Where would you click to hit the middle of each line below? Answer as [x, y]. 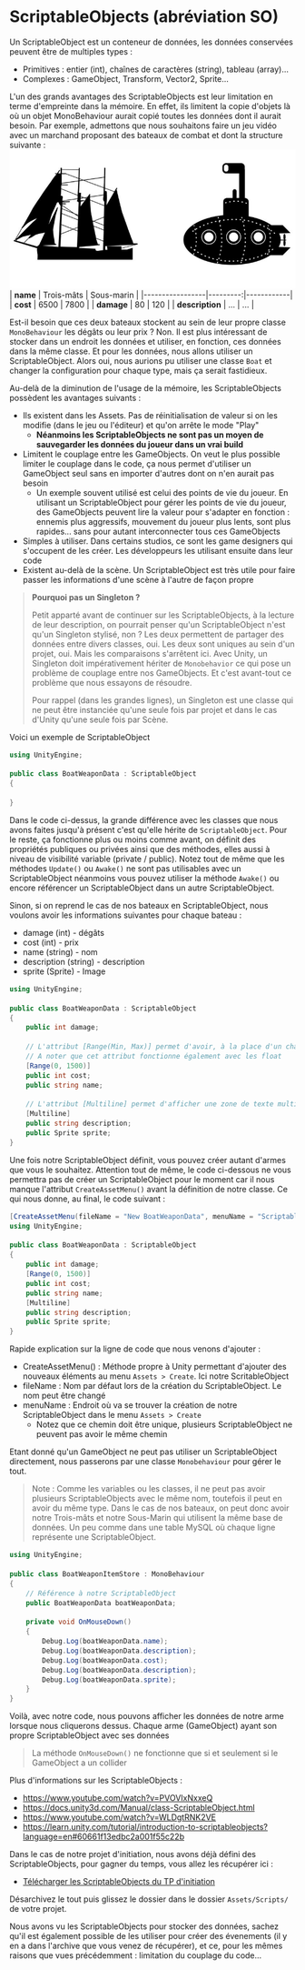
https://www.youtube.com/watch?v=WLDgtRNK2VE [119, 1817]
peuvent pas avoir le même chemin [102, 1434]
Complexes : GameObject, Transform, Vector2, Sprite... [126, 78]
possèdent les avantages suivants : [75, 397]
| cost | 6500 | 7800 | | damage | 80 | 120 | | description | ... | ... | [132, 304]
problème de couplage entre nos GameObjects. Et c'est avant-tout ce [162, 673]
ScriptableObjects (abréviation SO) [144, 17]
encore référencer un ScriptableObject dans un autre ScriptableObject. [142, 888]
